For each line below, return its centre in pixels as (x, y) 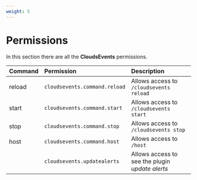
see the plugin (151, 161)
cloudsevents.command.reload (85, 86)
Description (148, 71)
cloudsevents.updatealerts (82, 161)
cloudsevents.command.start (83, 108)
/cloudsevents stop (158, 130)
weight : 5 (18, 11)
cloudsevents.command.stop (82, 126)
